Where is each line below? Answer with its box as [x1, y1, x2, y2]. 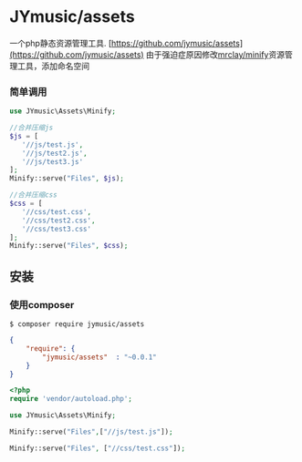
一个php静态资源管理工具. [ [9, 37, 112, 48]
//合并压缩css [9, 190, 57, 200]
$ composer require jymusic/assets [9, 320, 145, 329]
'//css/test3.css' [21, 224, 92, 233]
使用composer [9, 298, 75, 311]
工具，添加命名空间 [16, 60, 89, 71]
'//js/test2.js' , [21, 149, 89, 158]
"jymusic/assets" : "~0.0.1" [42, 353, 157, 362]
